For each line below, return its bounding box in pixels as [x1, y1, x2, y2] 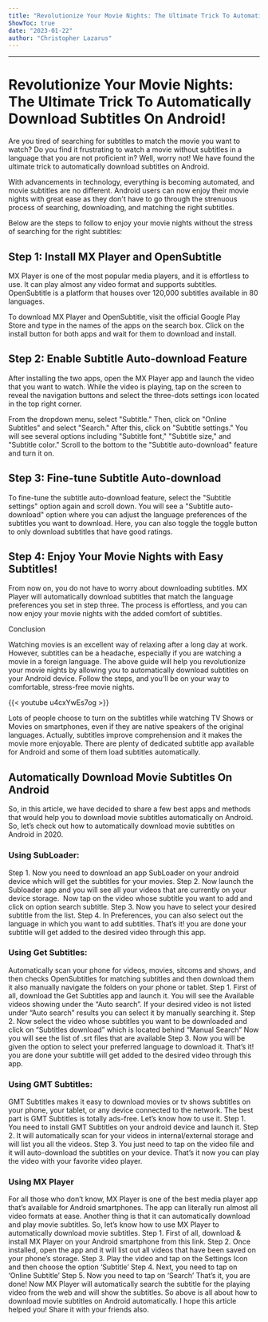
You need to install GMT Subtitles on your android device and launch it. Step [8, 1122, 259, 1132]
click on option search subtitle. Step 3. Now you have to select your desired [8, 902, 257, 911]
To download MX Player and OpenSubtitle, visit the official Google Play [8, 313, 241, 321]
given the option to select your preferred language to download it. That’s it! [8, 1041, 254, 1051]
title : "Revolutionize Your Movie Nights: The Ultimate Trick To [8, 11, 230, 20]
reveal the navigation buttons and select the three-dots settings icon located [8, 390, 259, 400]
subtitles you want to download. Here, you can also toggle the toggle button [8, 518, 258, 528]
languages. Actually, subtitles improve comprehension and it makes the [8, 731, 242, 740]
